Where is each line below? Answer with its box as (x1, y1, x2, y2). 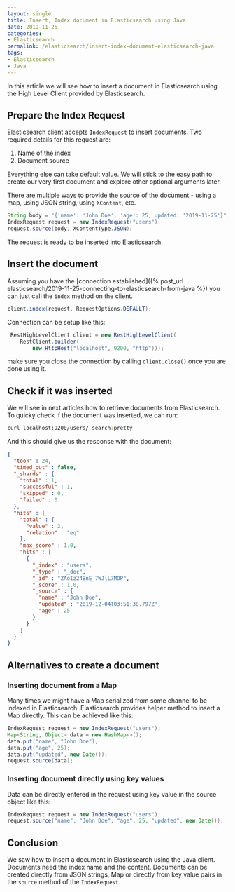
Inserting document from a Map (7, 680, 117, 690)
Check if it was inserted (7, 385, 113, 397)
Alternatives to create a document (7, 659, 159, 671)
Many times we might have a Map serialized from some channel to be (7, 696, 208, 705)
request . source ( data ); (7, 757, 73, 764)
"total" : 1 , (20, 477, 58, 484)
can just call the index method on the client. (7, 292, 133, 300)
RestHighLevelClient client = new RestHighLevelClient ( (10, 331, 177, 339)
